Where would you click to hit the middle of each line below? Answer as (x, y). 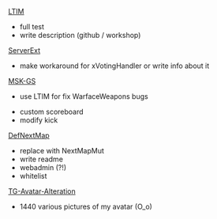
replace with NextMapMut (62, 151)
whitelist (33, 176)
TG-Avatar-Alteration (42, 191)
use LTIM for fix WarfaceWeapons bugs (84, 96)
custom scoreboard (52, 111)
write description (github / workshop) (80, 35)
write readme (41, 159)
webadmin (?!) (43, 168)
